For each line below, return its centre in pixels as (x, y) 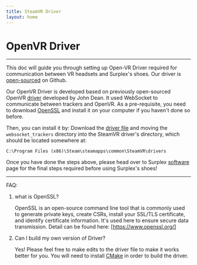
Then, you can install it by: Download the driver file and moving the (87, 128)
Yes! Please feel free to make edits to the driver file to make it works (97, 250)
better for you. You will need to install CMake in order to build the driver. (101, 256)
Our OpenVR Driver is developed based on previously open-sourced (89, 92)
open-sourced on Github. (37, 80)
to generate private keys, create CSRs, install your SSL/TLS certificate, (100, 214)
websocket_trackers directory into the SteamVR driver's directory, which (93, 134)
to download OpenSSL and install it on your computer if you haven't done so (98, 110)
